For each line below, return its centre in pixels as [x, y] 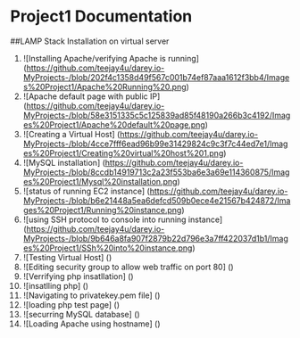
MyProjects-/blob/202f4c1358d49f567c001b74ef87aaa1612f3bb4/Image [156, 77]
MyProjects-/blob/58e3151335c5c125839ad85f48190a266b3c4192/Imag [157, 115]
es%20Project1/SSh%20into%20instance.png [108, 248]
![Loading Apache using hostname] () [92, 324]
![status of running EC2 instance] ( [86, 191]
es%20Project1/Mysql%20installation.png [100, 181]
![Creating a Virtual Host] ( [71, 134]
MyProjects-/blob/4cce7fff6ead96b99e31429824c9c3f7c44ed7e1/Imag [155, 144]
